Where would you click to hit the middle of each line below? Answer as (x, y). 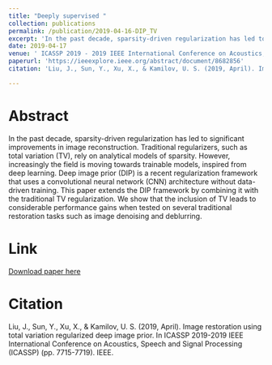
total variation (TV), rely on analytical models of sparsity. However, (119, 156)
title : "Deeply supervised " (57, 16)
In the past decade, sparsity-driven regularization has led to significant (126, 138)
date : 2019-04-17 (38, 46)
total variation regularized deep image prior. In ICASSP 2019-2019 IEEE (126, 335)
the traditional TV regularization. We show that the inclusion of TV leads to (132, 199)
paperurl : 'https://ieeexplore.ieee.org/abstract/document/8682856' (126, 62)
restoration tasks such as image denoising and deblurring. (105, 216)
